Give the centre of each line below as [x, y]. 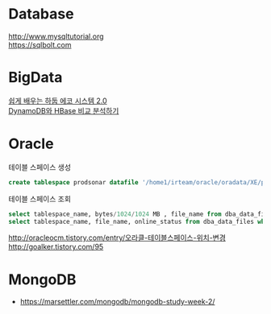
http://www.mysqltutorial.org [56, 36]
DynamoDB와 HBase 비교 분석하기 [64, 110]
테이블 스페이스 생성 [40, 167]
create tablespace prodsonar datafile [73, 182]
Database [41, 14]
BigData [35, 78]
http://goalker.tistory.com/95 [56, 247]
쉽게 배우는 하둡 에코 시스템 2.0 [58, 101]
